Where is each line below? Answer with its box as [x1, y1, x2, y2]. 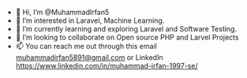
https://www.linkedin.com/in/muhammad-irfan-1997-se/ [15, 61, 199, 70]
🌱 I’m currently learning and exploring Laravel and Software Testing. [15, 24, 238, 33]
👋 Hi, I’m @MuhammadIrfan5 [15, 8, 110, 17]
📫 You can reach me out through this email [15, 42, 158, 50]
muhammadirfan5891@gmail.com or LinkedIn [15, 53, 163, 62]
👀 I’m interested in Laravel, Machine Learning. [15, 16, 165, 25]
